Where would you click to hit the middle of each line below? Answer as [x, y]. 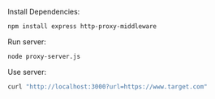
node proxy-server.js [44, 56]
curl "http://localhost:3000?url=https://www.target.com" [107, 87]
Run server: [27, 41]
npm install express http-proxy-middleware [82, 27]
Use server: [27, 72]
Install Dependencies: [44, 12]
